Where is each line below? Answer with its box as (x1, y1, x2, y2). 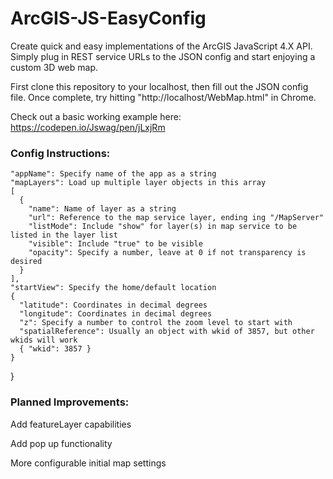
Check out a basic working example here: (10, 110, 182, 122)
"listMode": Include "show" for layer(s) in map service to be (28, 222, 298, 232)
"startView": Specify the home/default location (10, 283, 217, 293)
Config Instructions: (10, 146, 111, 160)
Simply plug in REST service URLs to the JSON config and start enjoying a (10, 50, 316, 62)
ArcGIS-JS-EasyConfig (10, 7, 207, 30)
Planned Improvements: (10, 395, 130, 409)
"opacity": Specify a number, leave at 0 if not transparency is (28, 248, 307, 258)
